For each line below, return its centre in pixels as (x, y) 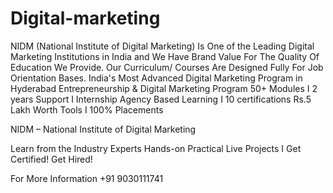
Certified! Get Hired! (51, 159)
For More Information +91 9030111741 (87, 178)
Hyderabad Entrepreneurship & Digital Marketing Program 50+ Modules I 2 (164, 88)
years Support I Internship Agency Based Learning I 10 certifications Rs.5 (161, 99)
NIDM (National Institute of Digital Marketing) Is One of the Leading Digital (162, 46)
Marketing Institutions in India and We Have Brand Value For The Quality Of (165, 56)
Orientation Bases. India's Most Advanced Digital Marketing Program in (156, 78)
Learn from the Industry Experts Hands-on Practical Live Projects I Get (156, 148)
